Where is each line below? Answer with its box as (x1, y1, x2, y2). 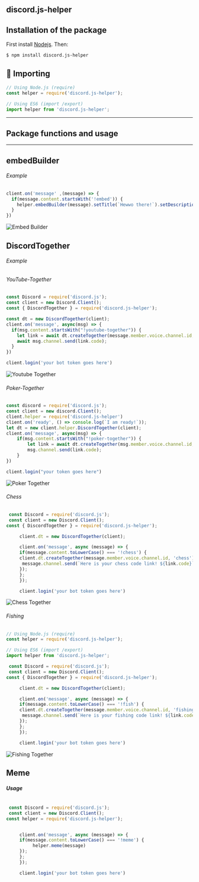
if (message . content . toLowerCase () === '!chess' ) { (19, 550, 147, 556)
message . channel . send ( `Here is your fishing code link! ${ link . (21, 712, 184, 719)
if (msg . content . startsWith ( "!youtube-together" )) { (11, 327, 142, 333)
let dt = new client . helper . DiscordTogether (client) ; (6, 425, 142, 431)
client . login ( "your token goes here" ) (6, 468, 102, 475)
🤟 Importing (6, 68, 50, 79)
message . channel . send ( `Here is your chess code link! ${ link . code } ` (21, 561, 195, 567)
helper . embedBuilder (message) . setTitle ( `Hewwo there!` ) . (17, 202, 161, 208)
